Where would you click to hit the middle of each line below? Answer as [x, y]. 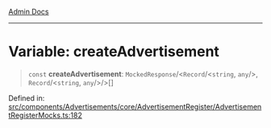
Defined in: [27, 98]
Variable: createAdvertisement [114, 52]
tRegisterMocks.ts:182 [45, 115]
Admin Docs [29, 12]
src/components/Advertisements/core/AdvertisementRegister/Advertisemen [135, 106]
